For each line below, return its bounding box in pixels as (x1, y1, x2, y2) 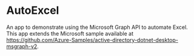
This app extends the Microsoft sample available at (6, 30, 133, 37)
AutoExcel (6, 4, 59, 17)
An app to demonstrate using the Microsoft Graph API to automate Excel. (6, 23, 188, 31)
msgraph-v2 (6, 43, 38, 50)
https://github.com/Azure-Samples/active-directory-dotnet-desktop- (6, 36, 179, 43)
